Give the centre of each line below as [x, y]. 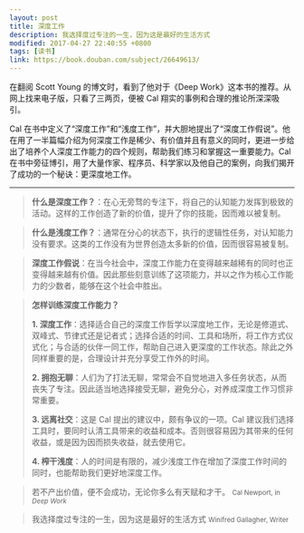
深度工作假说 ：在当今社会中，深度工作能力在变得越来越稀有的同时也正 [162, 263]
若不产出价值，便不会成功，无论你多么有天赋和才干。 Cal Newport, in [156, 492]
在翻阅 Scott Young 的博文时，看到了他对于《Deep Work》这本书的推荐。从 [150, 87]
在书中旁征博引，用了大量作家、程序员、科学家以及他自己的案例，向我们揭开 [152, 163]
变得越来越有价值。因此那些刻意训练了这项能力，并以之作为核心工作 [158, 274]
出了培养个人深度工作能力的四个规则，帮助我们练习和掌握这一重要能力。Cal [150, 151]
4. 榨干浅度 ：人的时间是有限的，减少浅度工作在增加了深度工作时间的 [159, 461]
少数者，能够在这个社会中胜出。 [107, 286]
